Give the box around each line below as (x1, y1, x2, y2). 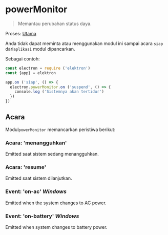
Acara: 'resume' (5, 164, 47, 171)
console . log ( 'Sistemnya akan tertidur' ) (14, 89, 104, 94)
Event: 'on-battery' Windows (5, 212, 79, 220)
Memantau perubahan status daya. (17, 20, 92, 27)
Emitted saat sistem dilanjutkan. (5, 175, 72, 181)
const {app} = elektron (5, 70, 56, 75)
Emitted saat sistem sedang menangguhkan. (5, 151, 99, 157)
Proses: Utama (5, 30, 37, 36)
